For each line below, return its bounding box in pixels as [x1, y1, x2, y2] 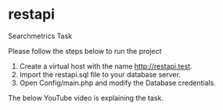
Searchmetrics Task [8, 31, 73, 41]
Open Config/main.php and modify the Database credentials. [19, 78, 217, 87]
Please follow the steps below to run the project [8, 46, 162, 55]
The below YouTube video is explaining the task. [8, 93, 164, 102]
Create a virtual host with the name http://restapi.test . [19, 61, 192, 71]
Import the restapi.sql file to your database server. [19, 69, 182, 79]
